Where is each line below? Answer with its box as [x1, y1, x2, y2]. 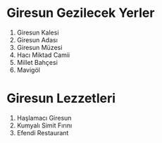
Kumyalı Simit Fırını [16, 121, 73, 130]
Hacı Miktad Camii [16, 51, 70, 59]
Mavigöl [16, 66, 40, 74]
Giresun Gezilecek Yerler [6, 5, 155, 21]
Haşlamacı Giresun [16, 113, 72, 122]
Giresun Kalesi [16, 28, 59, 37]
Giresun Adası [16, 35, 58, 44]
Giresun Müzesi [16, 43, 63, 51]
